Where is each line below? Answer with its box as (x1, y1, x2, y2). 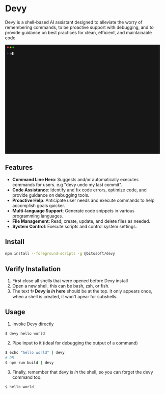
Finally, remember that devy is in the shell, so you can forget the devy (12, 369, 153, 375)
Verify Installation (5, 264, 61, 273)
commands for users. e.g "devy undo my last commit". (12, 182, 123, 187)
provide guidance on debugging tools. (12, 192, 90, 198)
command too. (12, 374, 42, 380)
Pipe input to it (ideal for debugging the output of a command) (12, 340, 138, 346)
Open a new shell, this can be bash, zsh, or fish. (12, 283, 110, 289)
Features (5, 163, 33, 172)
